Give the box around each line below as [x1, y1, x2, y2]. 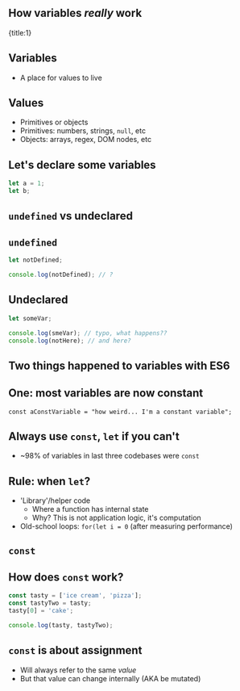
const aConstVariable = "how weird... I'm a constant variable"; [8, 408, 232, 416]
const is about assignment [8, 643, 143, 657]
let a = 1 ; [8, 179, 45, 188]
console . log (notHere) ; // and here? [8, 337, 131, 345]
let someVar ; [8, 314, 52, 322]
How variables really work [8, 6, 143, 20]
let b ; [8, 187, 31, 195]
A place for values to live [19, 73, 102, 82]
